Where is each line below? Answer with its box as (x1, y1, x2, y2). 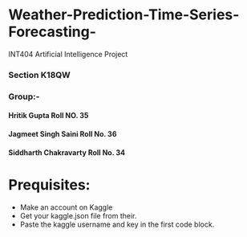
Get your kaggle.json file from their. (19, 210, 137, 220)
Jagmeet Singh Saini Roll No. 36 (8, 129, 117, 138)
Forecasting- (8, 22, 96, 41)
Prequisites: (8, 175, 91, 194)
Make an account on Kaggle (19, 202, 113, 212)
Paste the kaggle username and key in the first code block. (19, 219, 215, 229)
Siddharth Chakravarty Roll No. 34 (8, 147, 126, 157)
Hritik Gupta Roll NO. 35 (8, 111, 89, 121)
